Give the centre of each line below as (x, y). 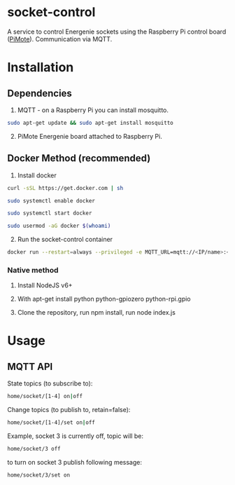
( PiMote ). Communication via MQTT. (60, 39)
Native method (33, 270)
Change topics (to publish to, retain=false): (69, 410)
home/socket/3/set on (39, 475)
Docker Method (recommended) (79, 158)
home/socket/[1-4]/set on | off (51, 423)
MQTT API (30, 366)
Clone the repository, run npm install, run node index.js (97, 313)
